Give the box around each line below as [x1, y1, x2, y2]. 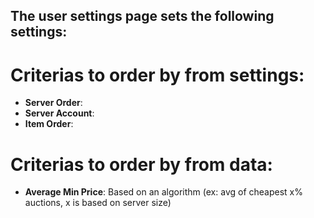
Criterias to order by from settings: [10, 64, 305, 86]
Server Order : [24, 97, 83, 109]
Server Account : [24, 107, 95, 119]
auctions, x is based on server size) [24, 197, 172, 209]
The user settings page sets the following [10, 8, 275, 25]
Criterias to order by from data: [10, 153, 273, 176]
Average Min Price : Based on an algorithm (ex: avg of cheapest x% [24, 186, 303, 198]
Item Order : [24, 118, 74, 130]
